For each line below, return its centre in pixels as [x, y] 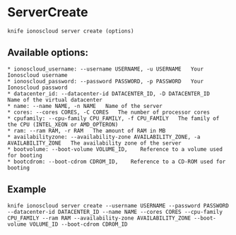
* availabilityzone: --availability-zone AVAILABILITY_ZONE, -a [104, 137]
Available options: [48, 53]
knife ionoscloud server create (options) [71, 31]
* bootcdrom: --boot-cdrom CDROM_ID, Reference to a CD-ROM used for [117, 162]
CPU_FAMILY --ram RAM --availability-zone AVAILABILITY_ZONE [99, 218]
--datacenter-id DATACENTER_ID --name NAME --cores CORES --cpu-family [115, 212]
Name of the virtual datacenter [55, 100]
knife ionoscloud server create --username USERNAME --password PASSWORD [118, 205]
